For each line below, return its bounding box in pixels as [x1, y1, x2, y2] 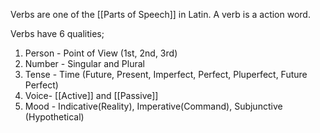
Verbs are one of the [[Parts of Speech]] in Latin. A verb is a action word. [10, 9, 311, 20]
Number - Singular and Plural [24, 58, 145, 69]
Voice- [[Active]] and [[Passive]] [24, 90, 159, 101]
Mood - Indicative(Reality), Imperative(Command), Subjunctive [24, 100, 283, 112]
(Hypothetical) [24, 111, 85, 123]
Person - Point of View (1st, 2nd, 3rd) [24, 47, 178, 59]
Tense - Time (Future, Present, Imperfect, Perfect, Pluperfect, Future [24, 69, 308, 80]
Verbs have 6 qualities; [10, 28, 105, 39]
